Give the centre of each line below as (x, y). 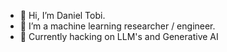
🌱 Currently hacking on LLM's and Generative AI (119, 36)
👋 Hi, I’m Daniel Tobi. (62, 15)
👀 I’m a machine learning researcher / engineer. (117, 26)
